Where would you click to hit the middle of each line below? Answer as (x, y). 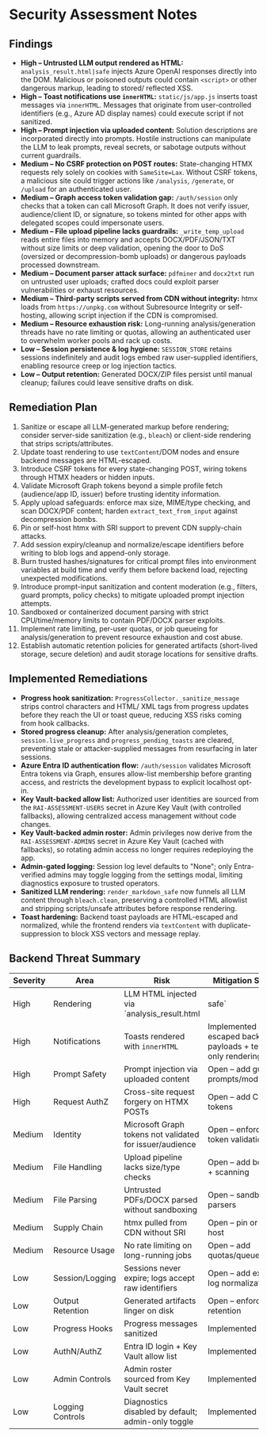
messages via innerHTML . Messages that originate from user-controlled (136, 105)
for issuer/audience (160, 1145)
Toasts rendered (154, 1037)
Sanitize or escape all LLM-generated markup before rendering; (124, 426)
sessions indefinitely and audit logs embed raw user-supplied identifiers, (139, 357)
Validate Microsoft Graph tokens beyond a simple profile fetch (122, 486)
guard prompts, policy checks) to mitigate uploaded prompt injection (132, 595)
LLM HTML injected (160, 994)
